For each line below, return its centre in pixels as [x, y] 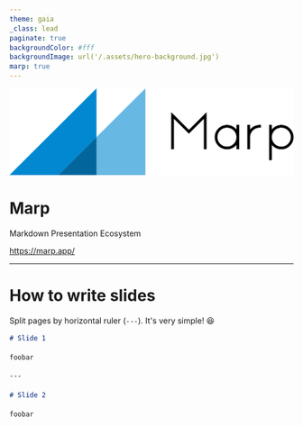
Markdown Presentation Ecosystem [75, 233]
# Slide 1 [28, 338]
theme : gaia [32, 19]
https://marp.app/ [42, 250]
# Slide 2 [28, 395]
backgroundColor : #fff [52, 48]
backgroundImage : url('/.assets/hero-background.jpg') [115, 57]
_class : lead [34, 28]
